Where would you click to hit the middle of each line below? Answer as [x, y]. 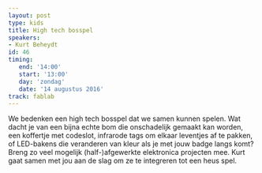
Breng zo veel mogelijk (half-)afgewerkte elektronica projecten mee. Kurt [127, 152]
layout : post [30, 15]
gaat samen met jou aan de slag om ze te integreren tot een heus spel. [123, 161]
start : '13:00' [43, 74]
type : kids [26, 23]
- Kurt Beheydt [33, 45]
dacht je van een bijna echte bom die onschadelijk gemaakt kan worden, [125, 127]
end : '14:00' [40, 67]
